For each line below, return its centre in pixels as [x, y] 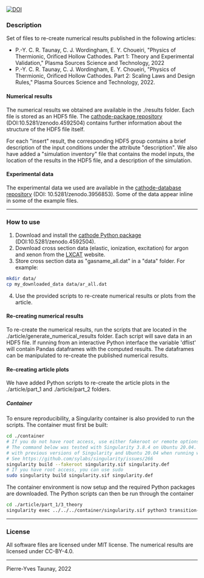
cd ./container [25, 436]
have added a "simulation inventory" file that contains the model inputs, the [100, 154]
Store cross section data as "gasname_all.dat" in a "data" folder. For [100, 261]
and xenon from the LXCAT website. [60, 254]
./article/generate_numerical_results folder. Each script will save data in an [99, 336]
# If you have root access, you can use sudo [65, 470]
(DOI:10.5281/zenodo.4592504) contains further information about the [94, 123]
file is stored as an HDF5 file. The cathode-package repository [84, 116]
